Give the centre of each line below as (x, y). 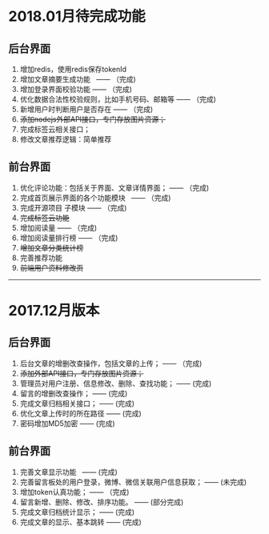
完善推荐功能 (41, 258)
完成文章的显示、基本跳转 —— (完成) (80, 522)
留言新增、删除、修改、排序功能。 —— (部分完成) (102, 502)
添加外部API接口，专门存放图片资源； (82, 373)
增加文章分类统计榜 (52, 247)
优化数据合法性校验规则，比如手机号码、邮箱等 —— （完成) (118, 99)
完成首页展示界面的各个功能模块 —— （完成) (95, 198)
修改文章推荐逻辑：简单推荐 (66, 139)
